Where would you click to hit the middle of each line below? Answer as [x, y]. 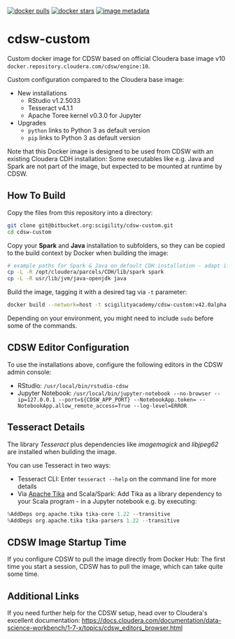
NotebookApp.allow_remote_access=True [74, 406]
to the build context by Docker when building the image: [88, 253]
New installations [42, 93]
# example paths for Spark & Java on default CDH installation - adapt [114, 266]
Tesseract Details [46, 427]
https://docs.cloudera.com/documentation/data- [151, 620]
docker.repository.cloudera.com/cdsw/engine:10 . [79, 66]
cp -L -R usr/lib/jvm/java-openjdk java [67, 279]
